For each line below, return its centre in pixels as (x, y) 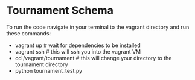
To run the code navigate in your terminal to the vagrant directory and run (98, 27)
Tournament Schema (60, 11)
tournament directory (41, 64)
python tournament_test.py (49, 70)
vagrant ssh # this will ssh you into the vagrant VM (78, 51)
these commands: (29, 33)
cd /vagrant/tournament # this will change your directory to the (93, 58)
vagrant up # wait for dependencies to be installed (78, 45)
